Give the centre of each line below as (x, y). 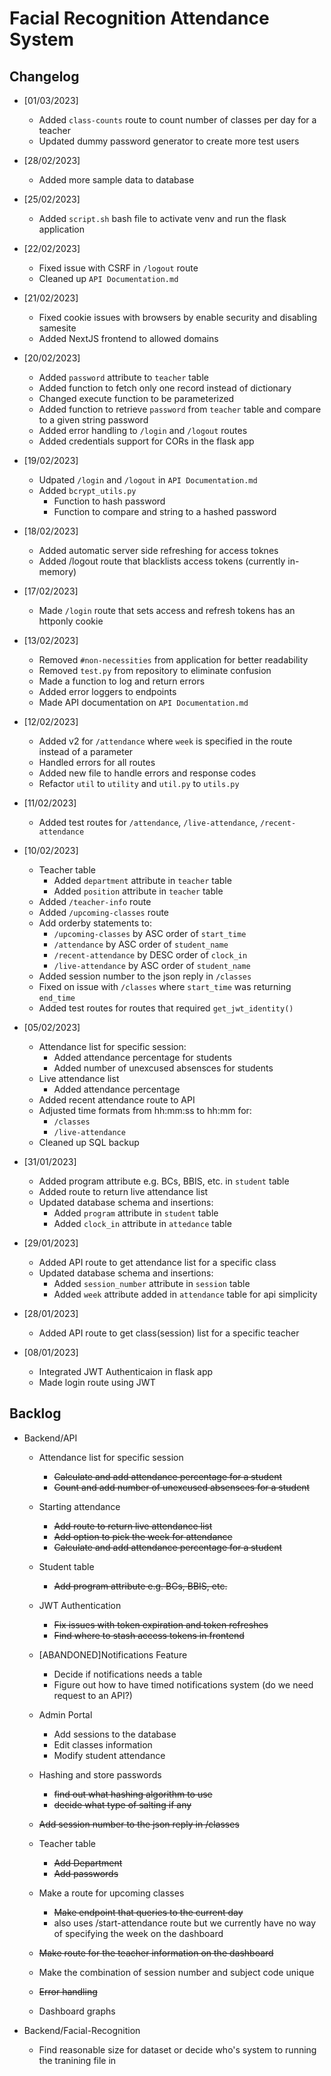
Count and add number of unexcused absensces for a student (182, 1487)
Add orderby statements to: (95, 923)
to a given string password (93, 420)
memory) (57, 571)
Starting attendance (79, 1506)
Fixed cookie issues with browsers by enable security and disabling (177, 317)
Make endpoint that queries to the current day (148, 1912)
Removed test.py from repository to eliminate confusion (155, 670)
